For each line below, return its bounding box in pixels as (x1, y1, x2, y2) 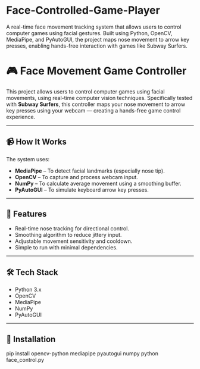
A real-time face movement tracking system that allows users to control (6, 23, 182, 30)
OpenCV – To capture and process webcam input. (14, 173, 138, 180)
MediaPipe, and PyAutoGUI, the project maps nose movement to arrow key (6, 36, 189, 43)
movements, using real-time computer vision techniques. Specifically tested (6, 94, 193, 101)
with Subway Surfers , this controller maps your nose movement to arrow (6, 101, 186, 108)
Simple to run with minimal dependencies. (14, 243, 118, 251)
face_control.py (6, 357, 45, 364)
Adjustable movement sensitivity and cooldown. (14, 237, 133, 245)
